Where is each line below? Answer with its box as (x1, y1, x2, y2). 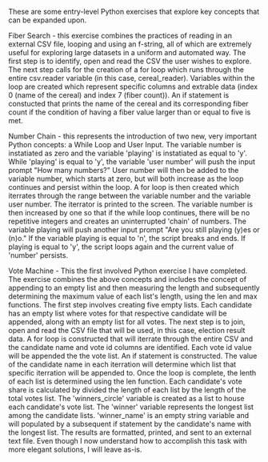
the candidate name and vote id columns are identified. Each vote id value (8, 343, 252, 352)
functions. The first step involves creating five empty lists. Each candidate (8, 300, 253, 309)
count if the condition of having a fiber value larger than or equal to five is (8, 107, 251, 117)
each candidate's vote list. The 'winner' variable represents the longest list (8, 402, 254, 412)
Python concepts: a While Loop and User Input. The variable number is (8, 140, 242, 149)
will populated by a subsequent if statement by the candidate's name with (8, 420, 252, 428)
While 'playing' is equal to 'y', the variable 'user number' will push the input (8, 157, 256, 167)
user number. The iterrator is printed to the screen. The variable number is (8, 199, 254, 209)
